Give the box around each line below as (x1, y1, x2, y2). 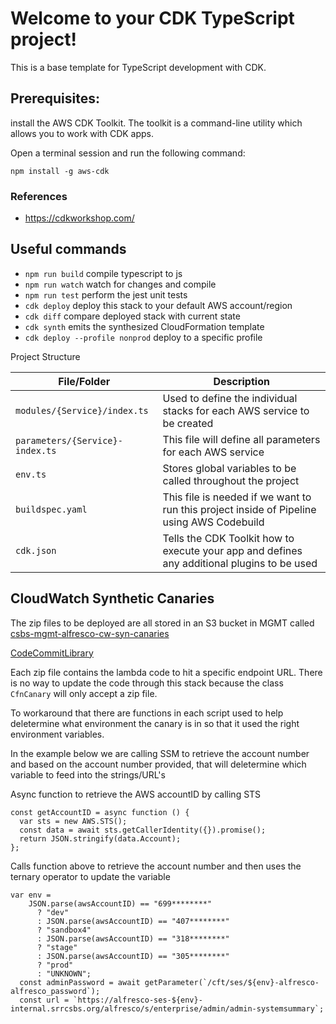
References (10, 189, 68, 203)
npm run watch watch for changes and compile (24, 278, 217, 290)
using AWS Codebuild (162, 515, 265, 529)
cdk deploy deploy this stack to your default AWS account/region (24, 299, 293, 311)
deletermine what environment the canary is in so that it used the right (10, 717, 300, 729)
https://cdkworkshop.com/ (24, 212, 135, 224)
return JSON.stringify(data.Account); (19, 833, 182, 844)
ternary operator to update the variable (10, 870, 171, 882)
